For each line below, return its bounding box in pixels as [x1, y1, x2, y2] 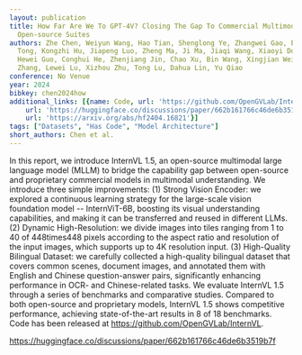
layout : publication [9, 13, 87, 23]
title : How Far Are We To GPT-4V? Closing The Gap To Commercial [9, 22, 259, 31]
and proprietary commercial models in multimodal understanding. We [9, 174, 266, 185]
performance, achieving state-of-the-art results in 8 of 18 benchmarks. [9, 308, 272, 319]
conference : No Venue [9, 72, 91, 81]
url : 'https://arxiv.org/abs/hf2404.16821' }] [25, 114, 200, 123]
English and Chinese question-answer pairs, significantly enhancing [9, 269, 262, 280]
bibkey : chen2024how [9, 88, 87, 97]
